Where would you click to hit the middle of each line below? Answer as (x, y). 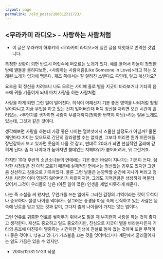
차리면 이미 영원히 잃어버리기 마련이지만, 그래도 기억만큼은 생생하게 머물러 (84, 178)
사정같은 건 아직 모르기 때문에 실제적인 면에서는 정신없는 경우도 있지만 (80, 166)
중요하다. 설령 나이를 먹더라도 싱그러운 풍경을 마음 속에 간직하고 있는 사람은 (81, 201)
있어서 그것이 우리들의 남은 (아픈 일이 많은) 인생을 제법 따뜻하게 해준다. (72, 184)
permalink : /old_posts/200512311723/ (43, 14)
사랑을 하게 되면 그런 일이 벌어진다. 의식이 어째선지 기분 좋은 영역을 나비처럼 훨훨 (81, 103)
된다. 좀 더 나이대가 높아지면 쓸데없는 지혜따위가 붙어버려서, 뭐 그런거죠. (82, 150)
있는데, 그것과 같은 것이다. (30, 121)
